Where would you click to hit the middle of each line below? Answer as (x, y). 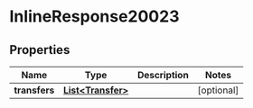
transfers (34, 90)
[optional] (218, 90)
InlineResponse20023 (94, 17)
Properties (40, 50)
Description (163, 75)
